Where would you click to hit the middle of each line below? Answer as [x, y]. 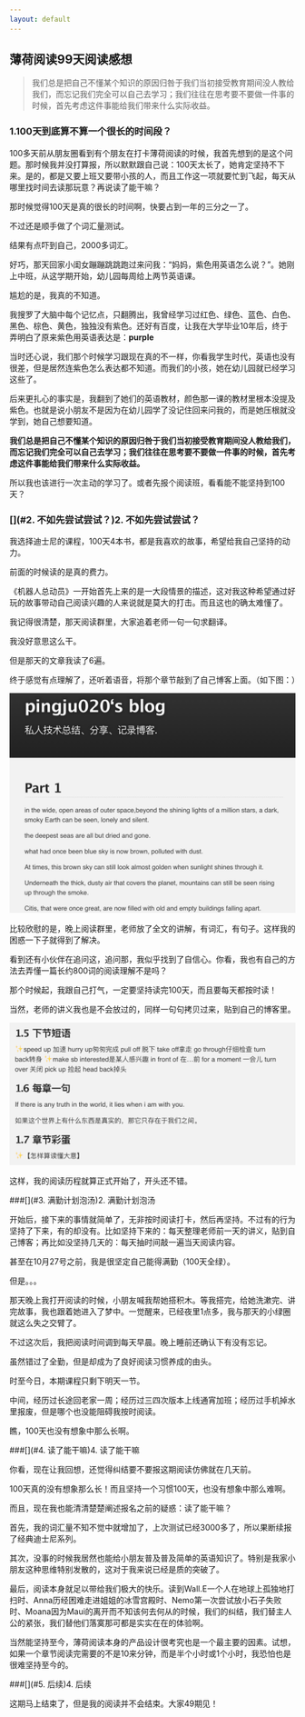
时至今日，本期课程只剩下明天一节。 [77, 1381]
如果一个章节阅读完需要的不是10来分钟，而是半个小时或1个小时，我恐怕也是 [151, 1653]
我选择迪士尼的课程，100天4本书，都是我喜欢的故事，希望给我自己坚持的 [146, 542]
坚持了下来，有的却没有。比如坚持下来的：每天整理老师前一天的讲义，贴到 [148, 1231]
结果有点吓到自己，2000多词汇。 [71, 245]
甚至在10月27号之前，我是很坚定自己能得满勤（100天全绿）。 [123, 1262]
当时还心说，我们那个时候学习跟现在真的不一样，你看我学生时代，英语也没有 [152, 356]
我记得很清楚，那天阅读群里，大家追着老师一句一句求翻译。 [121, 622]
